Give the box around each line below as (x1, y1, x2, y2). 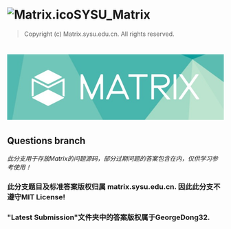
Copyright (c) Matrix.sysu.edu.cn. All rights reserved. (23, 30, 175, 38)
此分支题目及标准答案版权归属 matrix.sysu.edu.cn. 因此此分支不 (7, 181, 221, 191)
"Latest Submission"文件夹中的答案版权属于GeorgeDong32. (7, 212, 210, 222)
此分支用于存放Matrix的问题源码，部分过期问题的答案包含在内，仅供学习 (7, 154, 212, 162)
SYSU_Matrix (73, 7, 151, 23)
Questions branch (7, 135, 86, 147)
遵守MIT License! (7, 192, 66, 201)
